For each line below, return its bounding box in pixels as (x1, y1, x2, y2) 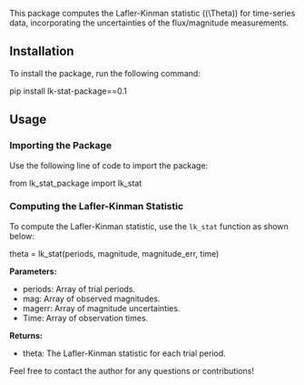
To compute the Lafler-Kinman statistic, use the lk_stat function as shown (9, 220, 289, 231)
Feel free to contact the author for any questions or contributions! (9, 365, 254, 376)
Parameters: (9, 266, 57, 277)
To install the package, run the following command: (9, 67, 201, 78)
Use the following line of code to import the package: (9, 159, 209, 171)
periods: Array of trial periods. (22, 283, 136, 294)
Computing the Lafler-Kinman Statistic (9, 200, 184, 213)
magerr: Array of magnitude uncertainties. (22, 302, 181, 313)
